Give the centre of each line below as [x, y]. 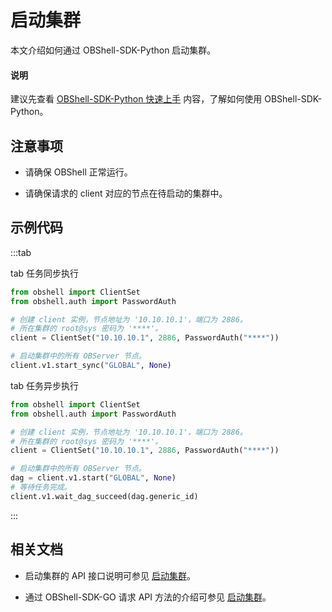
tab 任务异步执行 [45, 385]
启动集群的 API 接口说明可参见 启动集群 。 [110, 575]
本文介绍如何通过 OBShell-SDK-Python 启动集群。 [113, 50]
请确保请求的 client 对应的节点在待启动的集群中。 [126, 193]
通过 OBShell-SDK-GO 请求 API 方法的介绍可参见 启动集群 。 [148, 597]
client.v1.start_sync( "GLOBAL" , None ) [91, 366]
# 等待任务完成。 [41, 487]
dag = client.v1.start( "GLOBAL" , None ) [93, 478]
